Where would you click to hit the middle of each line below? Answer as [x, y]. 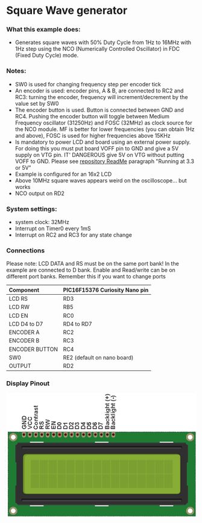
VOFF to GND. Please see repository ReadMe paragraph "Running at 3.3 [105, 161]
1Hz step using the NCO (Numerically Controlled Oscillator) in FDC [97, 49]
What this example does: [43, 30]
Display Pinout [28, 383]
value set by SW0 [37, 103]
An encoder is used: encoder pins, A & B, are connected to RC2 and [99, 91]
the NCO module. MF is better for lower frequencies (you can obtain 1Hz [105, 129]
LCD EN [18, 315]
